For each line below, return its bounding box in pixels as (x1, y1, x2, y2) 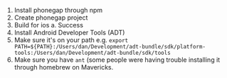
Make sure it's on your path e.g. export (14, 36, 129, 44)
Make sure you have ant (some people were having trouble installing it (14, 56, 221, 64)
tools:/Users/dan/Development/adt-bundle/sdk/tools (14, 49, 171, 56)
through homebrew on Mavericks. (14, 63, 114, 71)
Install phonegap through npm (14, 6, 103, 14)
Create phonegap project (14, 13, 88, 22)
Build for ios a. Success (14, 21, 84, 29)
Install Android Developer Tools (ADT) (14, 28, 125, 37)
